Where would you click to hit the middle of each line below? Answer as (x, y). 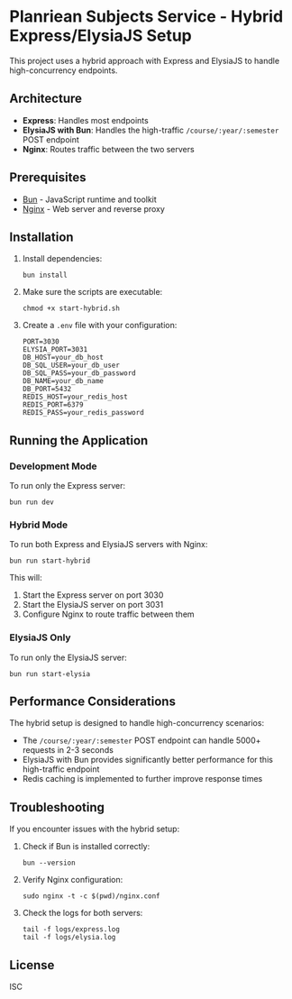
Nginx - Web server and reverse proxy (93, 208)
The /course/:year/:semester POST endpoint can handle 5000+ (141, 740)
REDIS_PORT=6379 (53, 405)
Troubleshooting (57, 807)
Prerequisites (48, 178)
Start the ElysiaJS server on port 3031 (93, 605)
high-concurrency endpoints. (64, 70)
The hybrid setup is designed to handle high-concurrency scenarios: (137, 723)
